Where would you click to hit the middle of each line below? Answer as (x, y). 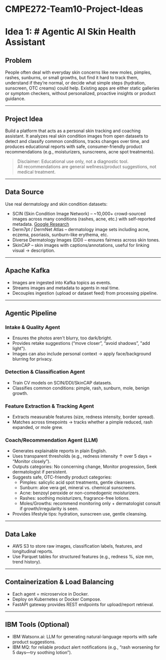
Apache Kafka (28, 271)
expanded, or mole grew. (38, 427)
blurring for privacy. (32, 359)
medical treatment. (36, 172)
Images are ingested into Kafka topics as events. (62, 283)
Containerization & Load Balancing (60, 582)
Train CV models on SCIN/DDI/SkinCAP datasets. (62, 382)
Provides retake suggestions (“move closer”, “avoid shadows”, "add (81, 343)
